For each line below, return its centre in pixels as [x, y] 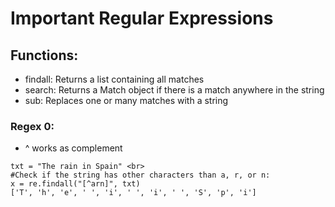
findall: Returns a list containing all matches [114, 79]
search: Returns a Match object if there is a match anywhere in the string [174, 90]
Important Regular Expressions [142, 18]
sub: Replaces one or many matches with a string [126, 100]
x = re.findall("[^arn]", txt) [75, 184]
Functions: [44, 55]
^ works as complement [73, 148]
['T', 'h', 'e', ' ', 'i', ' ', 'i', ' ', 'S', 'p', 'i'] [133, 193]
